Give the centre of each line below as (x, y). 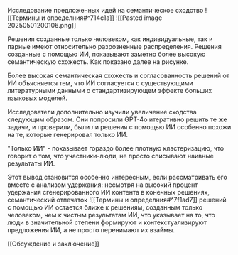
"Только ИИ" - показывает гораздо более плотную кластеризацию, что (116, 148)
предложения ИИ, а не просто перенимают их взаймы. (91, 230)
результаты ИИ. (31, 163)
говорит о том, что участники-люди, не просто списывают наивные (111, 156)
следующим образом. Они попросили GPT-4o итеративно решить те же (117, 119)
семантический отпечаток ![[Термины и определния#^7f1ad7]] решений (117, 200)
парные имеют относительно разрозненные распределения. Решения (114, 47)
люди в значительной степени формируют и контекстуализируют (107, 222)
